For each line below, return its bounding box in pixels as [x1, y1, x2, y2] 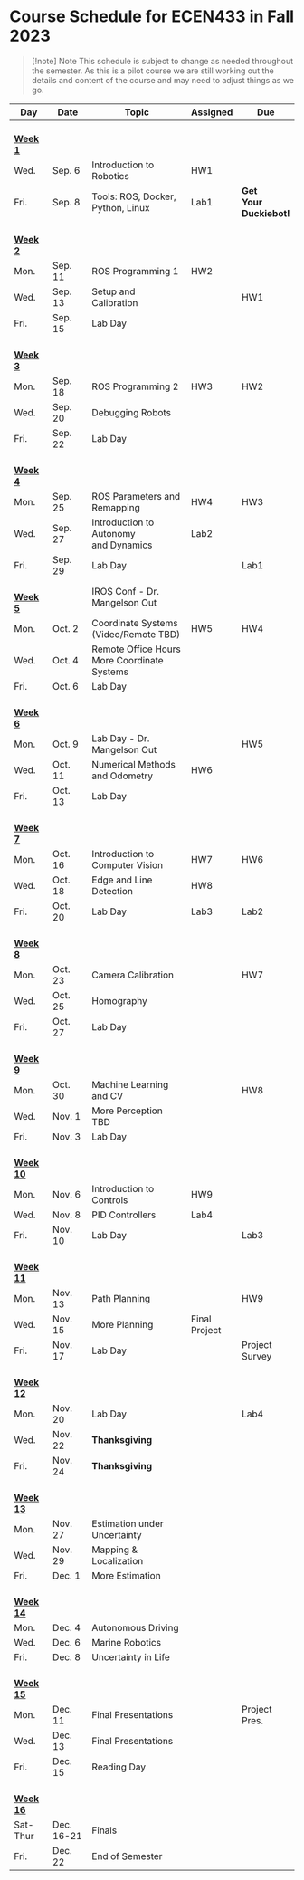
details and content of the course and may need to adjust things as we [31, 74, 294, 85]
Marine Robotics [91, 1636, 161, 1648]
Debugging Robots [91, 406, 172, 418]
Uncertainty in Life [91, 1650, 170, 1663]
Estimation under [91, 1517, 165, 1530]
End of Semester [91, 1849, 163, 1862]
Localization [91, 1554, 144, 1567]
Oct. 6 [52, 680, 79, 692]
